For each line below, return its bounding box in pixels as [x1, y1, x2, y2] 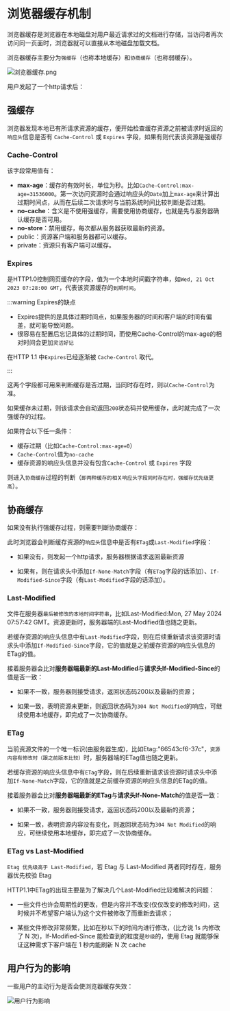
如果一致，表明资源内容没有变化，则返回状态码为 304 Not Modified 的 [16, 820, 211, 828]
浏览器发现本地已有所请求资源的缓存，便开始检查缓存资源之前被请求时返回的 [7, 124, 223, 132]
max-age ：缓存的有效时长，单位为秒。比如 [16, 181, 140, 189]
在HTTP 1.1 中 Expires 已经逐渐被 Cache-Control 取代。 [7, 353, 157, 361]
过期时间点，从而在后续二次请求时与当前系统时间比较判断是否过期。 [16, 198, 209, 206]
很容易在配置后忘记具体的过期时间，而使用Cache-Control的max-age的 [16, 330, 216, 338]
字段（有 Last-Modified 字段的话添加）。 [60, 576, 170, 584]
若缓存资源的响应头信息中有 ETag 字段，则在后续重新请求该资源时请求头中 [7, 768, 212, 776]
